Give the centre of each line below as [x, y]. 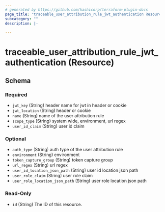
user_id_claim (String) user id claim [48, 126]
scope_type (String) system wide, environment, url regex [69, 121]
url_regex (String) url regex [40, 165]
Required [16, 95]
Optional [15, 139]
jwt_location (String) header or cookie [52, 110]
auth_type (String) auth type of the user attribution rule [68, 150]
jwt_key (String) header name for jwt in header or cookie [69, 105]
